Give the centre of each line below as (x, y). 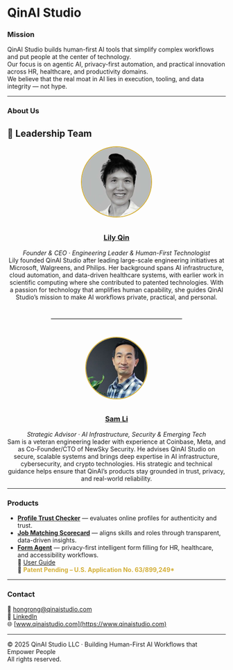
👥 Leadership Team (50, 133)
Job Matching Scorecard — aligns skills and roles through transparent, (119, 533)
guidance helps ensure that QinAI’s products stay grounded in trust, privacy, (116, 471)
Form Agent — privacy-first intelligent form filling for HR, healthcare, (115, 548)
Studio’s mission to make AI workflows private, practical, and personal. (116, 297)
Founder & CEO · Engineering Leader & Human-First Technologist (116, 253)
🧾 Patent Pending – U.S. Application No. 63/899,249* (96, 570)
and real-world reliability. (116, 478)
